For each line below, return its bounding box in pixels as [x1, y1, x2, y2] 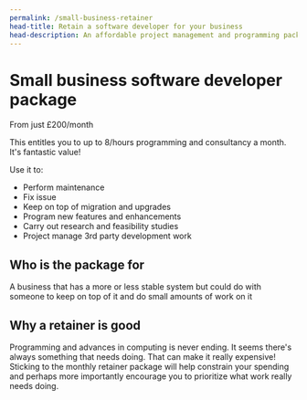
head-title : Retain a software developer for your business [9, 22, 244, 31]
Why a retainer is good [9, 317, 142, 333]
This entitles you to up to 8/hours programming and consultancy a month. [9, 137, 287, 148]
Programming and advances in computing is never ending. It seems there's [9, 342, 292, 353]
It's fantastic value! [9, 147, 81, 158]
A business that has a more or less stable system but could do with [9, 281, 262, 292]
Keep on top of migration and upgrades [22, 202, 172, 213]
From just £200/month [9, 120, 94, 131]
